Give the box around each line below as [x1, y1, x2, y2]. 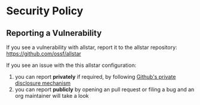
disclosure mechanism [14, 79, 71, 87]
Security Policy [6, 4, 84, 18]
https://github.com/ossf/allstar [6, 50, 81, 57]
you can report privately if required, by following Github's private [14, 73, 176, 80]
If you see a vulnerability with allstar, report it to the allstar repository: [6, 44, 178, 51]
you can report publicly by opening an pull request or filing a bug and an [14, 86, 195, 93]
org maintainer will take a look [14, 92, 89, 99]
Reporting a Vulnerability [6, 28, 102, 38]
